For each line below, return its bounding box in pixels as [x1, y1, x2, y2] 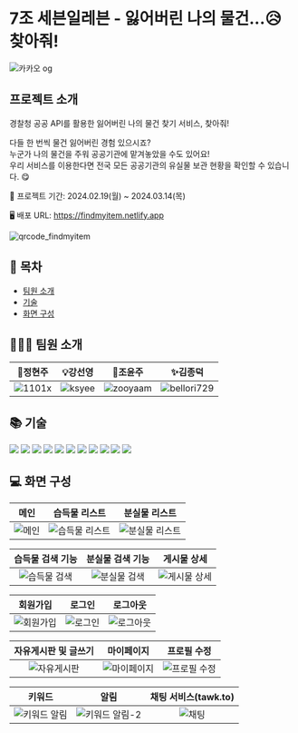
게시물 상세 [162, 553, 208, 565]
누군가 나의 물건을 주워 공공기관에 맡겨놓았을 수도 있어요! [9, 148, 210, 159]
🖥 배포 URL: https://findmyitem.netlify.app [9, 210, 165, 221]
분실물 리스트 [123, 507, 177, 519]
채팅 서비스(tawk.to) [149, 691, 235, 703]
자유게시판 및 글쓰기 [14, 645, 95, 657]
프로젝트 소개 [9, 92, 79, 107]
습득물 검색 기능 [14, 553, 78, 565]
